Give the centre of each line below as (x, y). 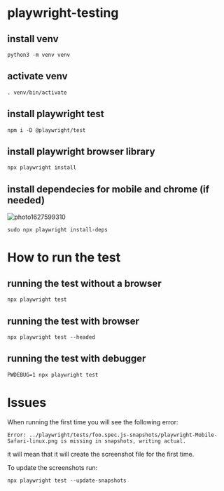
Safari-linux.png (33, 441)
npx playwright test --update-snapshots (67, 480)
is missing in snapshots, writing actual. (124, 441)
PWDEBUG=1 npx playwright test (53, 375)
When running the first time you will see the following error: (93, 422)
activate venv (37, 76)
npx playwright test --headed (51, 337)
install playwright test (56, 114)
